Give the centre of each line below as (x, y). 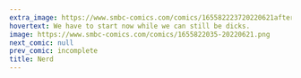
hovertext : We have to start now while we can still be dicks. (130, 26)
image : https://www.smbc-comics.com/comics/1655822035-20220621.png (140, 34)
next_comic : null (42, 43)
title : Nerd (31, 59)
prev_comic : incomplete (54, 51)
